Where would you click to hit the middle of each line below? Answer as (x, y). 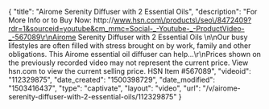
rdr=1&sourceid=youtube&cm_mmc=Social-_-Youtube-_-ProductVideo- (126, 28)
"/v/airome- (221, 88)
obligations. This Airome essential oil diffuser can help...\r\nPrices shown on (135, 54)
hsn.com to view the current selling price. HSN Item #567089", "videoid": (130, 71)
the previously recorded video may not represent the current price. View (128, 63)
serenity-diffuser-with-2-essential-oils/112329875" (93, 97)
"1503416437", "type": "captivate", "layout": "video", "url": (105, 88)
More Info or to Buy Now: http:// (61, 20)
